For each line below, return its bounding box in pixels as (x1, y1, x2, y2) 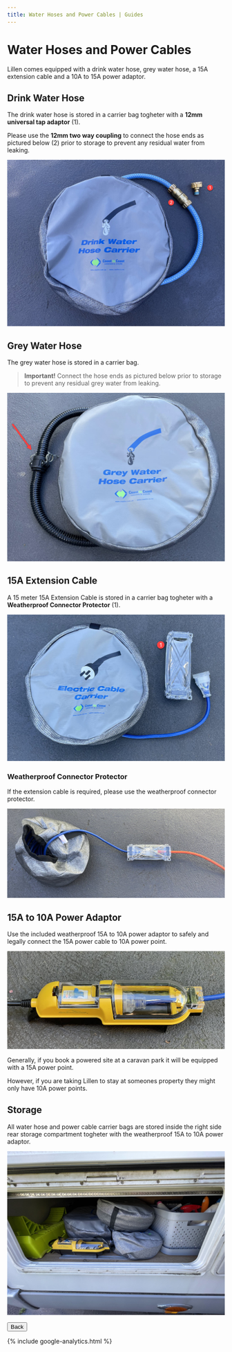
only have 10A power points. (7, 1085, 88, 1093)
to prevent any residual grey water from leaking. (23, 379, 161, 387)
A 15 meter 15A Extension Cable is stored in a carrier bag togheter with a (7, 593, 213, 602)
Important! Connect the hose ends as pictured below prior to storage (23, 371, 222, 380)
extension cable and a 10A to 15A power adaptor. (7, 72, 146, 80)
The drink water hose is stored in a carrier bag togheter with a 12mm (7, 111, 203, 119)
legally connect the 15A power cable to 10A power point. (7, 938, 167, 946)
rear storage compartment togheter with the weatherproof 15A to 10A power (7, 1130, 224, 1138)
